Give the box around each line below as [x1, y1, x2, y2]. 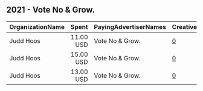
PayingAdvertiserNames [94, 22, 166, 31]
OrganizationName [9, 22, 65, 31]
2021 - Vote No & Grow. [6, 5, 95, 15]
